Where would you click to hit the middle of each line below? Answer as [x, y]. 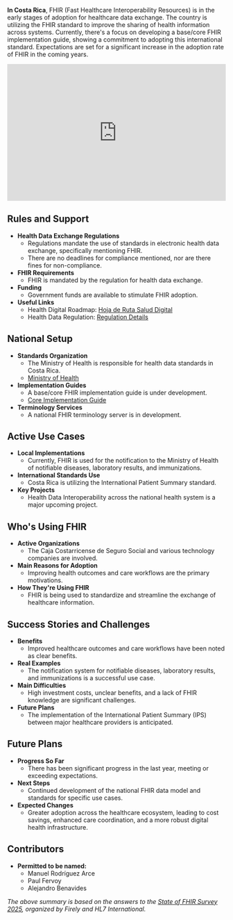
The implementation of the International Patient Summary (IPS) [117, 715]
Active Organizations [48, 543]
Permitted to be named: [52, 866]
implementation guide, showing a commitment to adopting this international [115, 40]
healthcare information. [61, 602]
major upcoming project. [63, 505]
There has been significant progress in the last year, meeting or [118, 768]
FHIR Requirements [46, 272]
